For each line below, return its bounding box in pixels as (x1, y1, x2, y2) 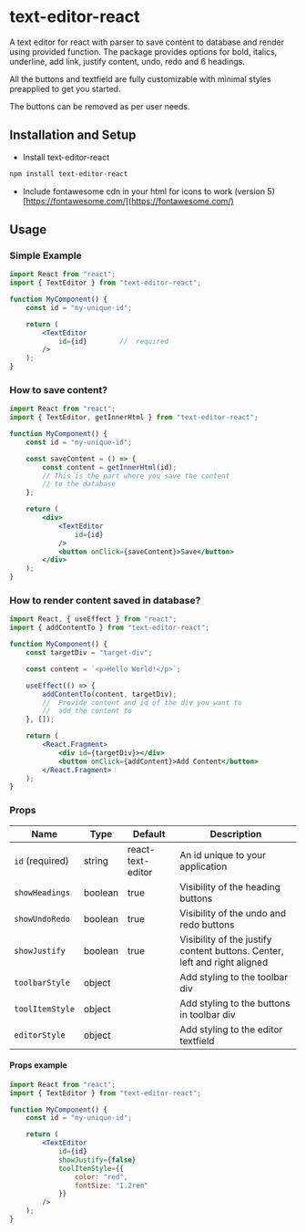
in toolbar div (179, 1008, 236, 1020)
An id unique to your (179, 848, 267, 861)
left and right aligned (179, 956, 269, 968)
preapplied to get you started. (9, 83, 121, 94)
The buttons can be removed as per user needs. (9, 100, 190, 111)
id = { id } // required (57, 336, 169, 346)
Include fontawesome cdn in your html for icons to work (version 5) (22, 185, 276, 197)
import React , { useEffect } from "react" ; (9, 615, 178, 624)
